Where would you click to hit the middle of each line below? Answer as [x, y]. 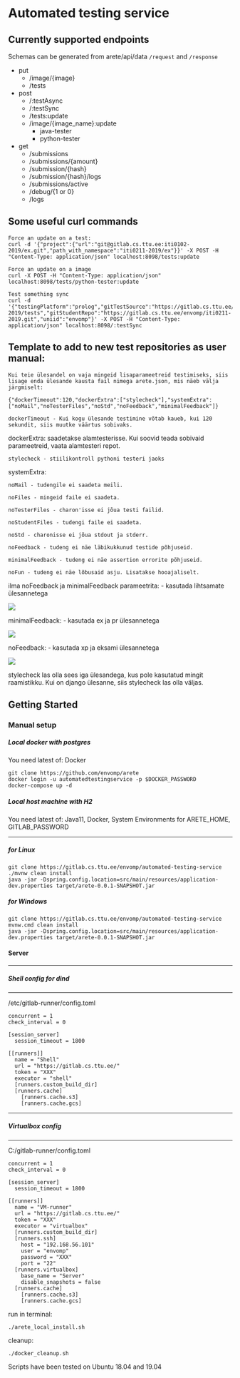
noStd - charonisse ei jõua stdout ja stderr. [78, 535]
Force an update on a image [50, 269]
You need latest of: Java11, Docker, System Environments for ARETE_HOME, [119, 819]
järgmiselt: [26, 387]
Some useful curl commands [73, 221]
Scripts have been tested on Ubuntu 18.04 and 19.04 [85, 1367]
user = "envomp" [45, 1251]
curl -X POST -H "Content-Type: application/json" [85, 275]
